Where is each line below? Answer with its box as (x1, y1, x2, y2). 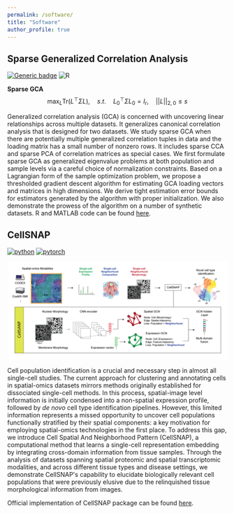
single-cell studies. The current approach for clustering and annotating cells (7, 373, 226, 382)
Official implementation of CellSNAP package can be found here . (7, 499, 194, 507)
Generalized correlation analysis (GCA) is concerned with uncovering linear (7, 112, 224, 120)
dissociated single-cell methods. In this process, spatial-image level (7, 388, 203, 397)
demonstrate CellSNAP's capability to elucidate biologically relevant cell (7, 470, 214, 478)
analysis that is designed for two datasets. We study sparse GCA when (7, 127, 212, 136)
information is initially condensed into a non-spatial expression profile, (7, 396, 210, 404)
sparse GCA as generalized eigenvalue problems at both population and (7, 157, 214, 165)
